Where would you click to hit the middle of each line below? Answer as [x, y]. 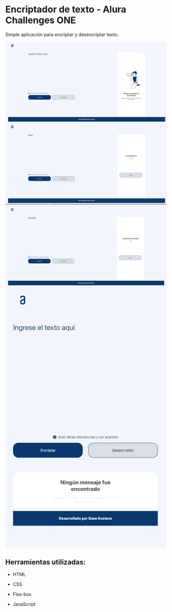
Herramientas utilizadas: [46, 562]
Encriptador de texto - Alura [66, 9]
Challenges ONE [41, 20]
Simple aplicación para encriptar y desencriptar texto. [62, 34]
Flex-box [22, 594]
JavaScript [24, 604]
